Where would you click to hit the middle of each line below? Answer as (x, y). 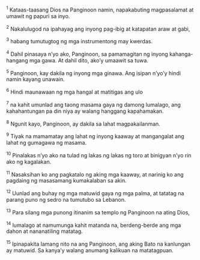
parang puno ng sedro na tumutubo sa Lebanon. (66, 199)
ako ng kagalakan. (29, 162)
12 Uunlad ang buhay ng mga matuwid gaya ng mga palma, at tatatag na (95, 193)
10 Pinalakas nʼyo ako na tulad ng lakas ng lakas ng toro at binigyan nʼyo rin (99, 154)
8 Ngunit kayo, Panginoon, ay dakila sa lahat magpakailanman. (83, 123)
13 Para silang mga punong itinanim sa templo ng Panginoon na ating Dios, (98, 211)
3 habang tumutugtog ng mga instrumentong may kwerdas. (80, 41)
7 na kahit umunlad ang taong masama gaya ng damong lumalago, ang (94, 104)
